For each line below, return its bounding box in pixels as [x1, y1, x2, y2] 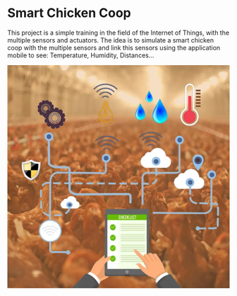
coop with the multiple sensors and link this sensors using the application [7, 43, 221, 52]
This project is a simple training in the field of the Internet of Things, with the [7, 28, 230, 37]
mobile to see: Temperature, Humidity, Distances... [7, 51, 154, 59]
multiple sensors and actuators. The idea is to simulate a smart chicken [7, 35, 214, 44]
